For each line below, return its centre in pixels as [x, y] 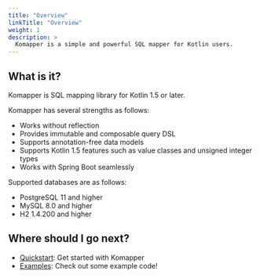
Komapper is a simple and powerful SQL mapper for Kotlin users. [125, 45]
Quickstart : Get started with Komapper [82, 257]
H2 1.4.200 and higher [55, 214]
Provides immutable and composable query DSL [97, 133]
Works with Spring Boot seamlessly [77, 167]
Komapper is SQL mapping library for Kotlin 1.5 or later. [97, 95]
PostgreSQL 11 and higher [61, 197]
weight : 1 [24, 30]
